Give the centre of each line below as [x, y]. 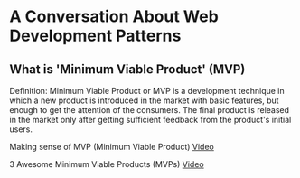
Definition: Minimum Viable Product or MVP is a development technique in [147, 91]
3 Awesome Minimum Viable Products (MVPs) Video [107, 164]
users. [21, 129]
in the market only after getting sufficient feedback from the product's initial [150, 120]
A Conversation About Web [114, 17]
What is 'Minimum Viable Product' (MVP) [127, 69]
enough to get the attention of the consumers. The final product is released [150, 110]
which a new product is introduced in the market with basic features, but [144, 100]
